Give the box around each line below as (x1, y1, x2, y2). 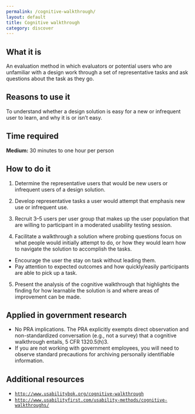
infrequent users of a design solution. (14, 186, 106, 193)
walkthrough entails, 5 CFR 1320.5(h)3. (14, 339, 109, 346)
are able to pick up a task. (14, 269, 78, 276)
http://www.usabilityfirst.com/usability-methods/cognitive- (14, 397, 168, 403)
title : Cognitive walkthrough (6, 19, 80, 25)
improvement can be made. (14, 293, 81, 300)
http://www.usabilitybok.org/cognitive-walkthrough (14, 391, 144, 397)
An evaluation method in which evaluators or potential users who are (6, 63, 172, 70)
